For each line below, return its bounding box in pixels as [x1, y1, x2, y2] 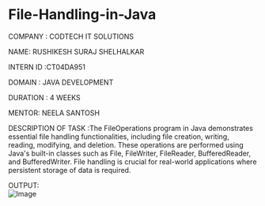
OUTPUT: [8, 180, 40, 190]
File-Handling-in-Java [8, 6, 157, 24]
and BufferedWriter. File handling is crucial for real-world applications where [8, 156, 257, 167]
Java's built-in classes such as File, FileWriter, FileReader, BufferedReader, [8, 148, 252, 158]
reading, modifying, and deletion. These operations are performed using [8, 140, 244, 149]
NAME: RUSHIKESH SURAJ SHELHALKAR [8, 47, 145, 56]
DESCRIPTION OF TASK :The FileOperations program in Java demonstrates [8, 123, 253, 133]
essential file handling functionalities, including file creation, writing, [8, 132, 229, 141]
